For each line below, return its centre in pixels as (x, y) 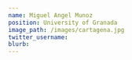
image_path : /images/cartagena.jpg (66, 30)
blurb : (19, 44)
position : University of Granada (63, 23)
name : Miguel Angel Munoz (50, 15)
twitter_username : (38, 37)
